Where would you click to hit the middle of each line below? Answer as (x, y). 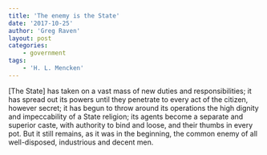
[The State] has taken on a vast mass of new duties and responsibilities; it (130, 91)
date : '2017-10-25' (41, 23)
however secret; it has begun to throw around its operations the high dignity (133, 108)
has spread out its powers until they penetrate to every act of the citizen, (128, 99)
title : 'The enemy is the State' (64, 16)
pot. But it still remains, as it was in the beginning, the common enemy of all (133, 133)
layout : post (30, 38)
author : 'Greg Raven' (44, 31)
